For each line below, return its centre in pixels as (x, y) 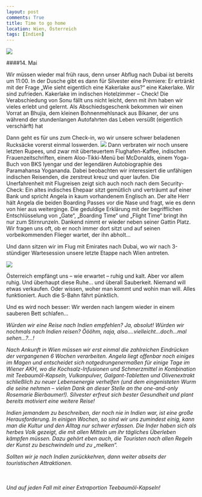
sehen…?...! (21, 338)
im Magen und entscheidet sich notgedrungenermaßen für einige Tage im (98, 363)
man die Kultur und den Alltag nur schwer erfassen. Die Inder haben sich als (101, 426)
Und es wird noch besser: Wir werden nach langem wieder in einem (90, 307)
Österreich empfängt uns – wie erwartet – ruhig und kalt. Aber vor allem (95, 276)
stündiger (18, 253)
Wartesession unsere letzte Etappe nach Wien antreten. (100, 253)
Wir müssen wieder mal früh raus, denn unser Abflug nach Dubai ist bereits (100, 75)
